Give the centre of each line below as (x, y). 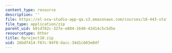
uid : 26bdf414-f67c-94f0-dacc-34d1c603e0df (52, 43)
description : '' (23, 15)
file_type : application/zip (35, 24)
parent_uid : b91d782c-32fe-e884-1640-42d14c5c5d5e (60, 29)
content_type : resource (31, 10)
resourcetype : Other (27, 33)
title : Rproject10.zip (29, 38)
